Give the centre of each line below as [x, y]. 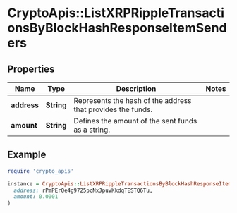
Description [136, 89]
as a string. [92, 130]
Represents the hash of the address [133, 101]
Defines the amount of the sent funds [135, 121]
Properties [31, 69]
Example [27, 155]
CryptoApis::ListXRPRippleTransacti [116, 13]
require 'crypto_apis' [41, 171]
